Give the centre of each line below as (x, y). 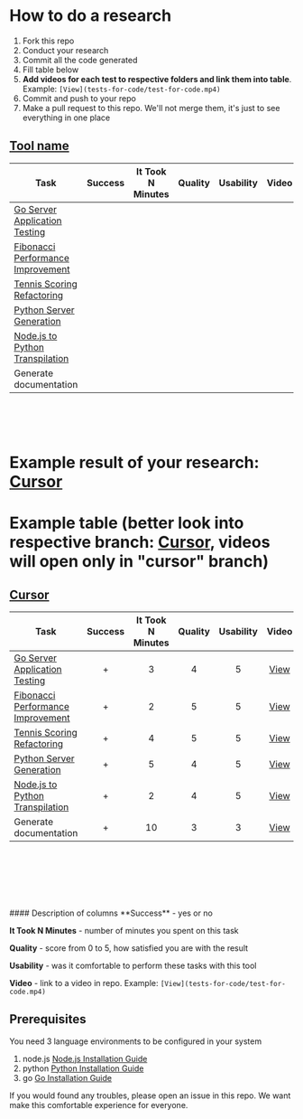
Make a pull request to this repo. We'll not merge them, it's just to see (151, 108)
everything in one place (66, 118)
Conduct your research (65, 50)
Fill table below (50, 70)
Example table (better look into (127, 523)
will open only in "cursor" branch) (139, 562)
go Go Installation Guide (67, 1077)
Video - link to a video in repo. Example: (84, 983)
